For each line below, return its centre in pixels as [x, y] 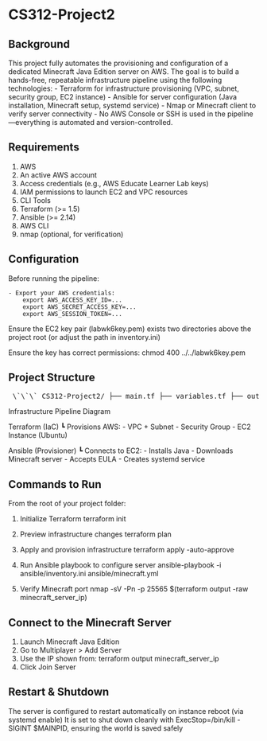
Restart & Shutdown [59, 692]
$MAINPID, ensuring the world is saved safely [108, 728]
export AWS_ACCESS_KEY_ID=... [73, 300]
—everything [29, 122]
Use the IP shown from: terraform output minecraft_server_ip [120, 659]
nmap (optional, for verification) [72, 234]
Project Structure [52, 378]
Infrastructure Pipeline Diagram [60, 411]
